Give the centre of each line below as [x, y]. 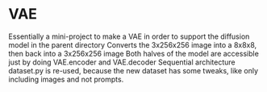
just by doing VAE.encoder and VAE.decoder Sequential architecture [122, 62]
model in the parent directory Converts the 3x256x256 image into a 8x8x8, [133, 44]
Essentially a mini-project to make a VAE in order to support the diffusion [129, 36]
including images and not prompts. [66, 79]
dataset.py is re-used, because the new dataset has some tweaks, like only [133, 70]
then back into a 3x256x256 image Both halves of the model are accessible [134, 53]
